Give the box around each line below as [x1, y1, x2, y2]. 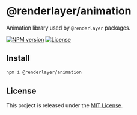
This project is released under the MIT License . [6, 102, 123, 109]
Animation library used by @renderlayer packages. [6, 24, 131, 31]
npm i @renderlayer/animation [6, 69, 82, 75]
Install [6, 53, 30, 64]
